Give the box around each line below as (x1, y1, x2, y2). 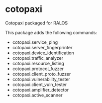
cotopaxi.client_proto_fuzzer (12, 71, 71, 77)
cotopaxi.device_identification (12, 50, 74, 56)
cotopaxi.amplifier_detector (12, 87, 69, 93)
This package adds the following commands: (5, 29, 97, 35)
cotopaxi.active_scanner (12, 92, 63, 98)
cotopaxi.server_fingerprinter (12, 44, 73, 50)
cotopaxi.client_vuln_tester (12, 81, 67, 88)
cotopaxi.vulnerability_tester (12, 76, 71, 82)
